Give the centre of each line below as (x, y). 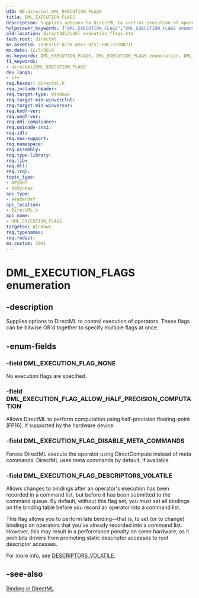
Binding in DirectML (30, 589)
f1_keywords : (22, 61)
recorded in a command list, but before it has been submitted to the (88, 494)
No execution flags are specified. (46, 376)
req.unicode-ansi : (29, 128)
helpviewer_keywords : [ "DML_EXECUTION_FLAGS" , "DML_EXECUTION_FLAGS (91, 28)
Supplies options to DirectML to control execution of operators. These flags (98, 322)
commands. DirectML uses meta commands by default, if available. (88, 460)
